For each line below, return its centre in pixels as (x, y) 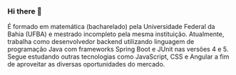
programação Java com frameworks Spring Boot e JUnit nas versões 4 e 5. (118, 50)
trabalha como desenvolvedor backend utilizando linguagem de (101, 42)
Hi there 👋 (25, 11)
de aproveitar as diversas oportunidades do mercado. (86, 64)
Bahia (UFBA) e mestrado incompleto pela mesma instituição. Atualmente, (116, 34)
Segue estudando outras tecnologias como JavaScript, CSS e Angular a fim (118, 57)
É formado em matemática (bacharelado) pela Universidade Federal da (111, 27)
